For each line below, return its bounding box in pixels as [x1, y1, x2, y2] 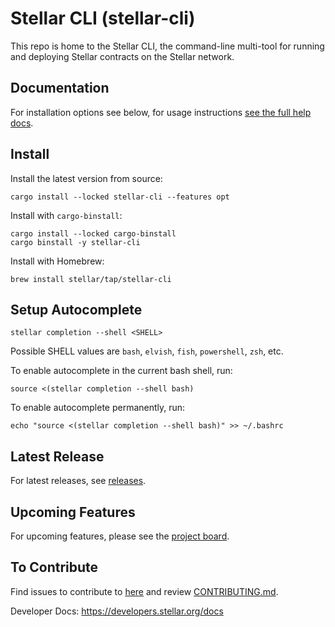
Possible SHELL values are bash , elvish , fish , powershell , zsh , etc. [10, 345, 284, 357]
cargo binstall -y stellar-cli [10, 237, 141, 247]
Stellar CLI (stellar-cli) [10, 7, 196, 30]
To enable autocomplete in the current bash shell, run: [10, 365, 233, 377]
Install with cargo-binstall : [10, 209, 123, 221]
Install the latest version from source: [10, 172, 163, 184]
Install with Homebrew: [10, 255, 105, 267]
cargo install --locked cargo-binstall [10, 228, 177, 239]
